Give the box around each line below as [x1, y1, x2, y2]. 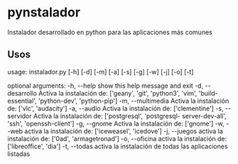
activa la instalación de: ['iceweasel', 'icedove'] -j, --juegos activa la [24, 126, 224, 135]
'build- [198, 88, 218, 97]
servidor [7, 111, 32, 120]
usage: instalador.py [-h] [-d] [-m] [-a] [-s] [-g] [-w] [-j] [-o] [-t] [7, 67, 194, 76]
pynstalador [7, 4, 80, 21]
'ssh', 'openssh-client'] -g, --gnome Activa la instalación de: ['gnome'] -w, [7, 119, 225, 128]
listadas [7, 149, 31, 158]
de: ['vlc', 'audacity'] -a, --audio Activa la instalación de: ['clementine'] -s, [7, 104, 224, 113]
